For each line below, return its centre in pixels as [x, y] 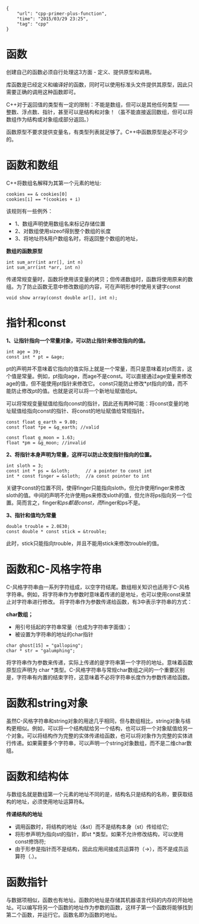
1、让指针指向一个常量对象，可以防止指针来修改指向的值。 [78, 340]
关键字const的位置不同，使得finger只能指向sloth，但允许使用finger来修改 [96, 488]
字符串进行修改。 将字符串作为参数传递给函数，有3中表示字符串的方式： [104, 601]
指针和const [36, 323]
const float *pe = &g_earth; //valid [53, 427]
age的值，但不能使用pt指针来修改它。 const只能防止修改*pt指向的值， [92, 383]
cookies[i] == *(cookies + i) [44, 199]
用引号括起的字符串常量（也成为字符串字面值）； [73, 627]
